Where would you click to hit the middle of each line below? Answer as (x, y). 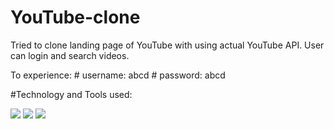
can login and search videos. (70, 55)
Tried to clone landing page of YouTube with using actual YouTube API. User (167, 45)
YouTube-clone (75, 17)
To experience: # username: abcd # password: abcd (118, 75)
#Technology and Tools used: (71, 94)
